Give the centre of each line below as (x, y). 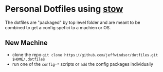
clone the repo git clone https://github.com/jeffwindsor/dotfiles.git (85, 54)
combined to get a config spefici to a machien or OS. (58, 27)
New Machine (26, 43)
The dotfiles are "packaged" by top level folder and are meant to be (73, 22)
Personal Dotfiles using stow (64, 9)
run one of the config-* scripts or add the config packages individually (82, 64)
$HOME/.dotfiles (28, 59)
